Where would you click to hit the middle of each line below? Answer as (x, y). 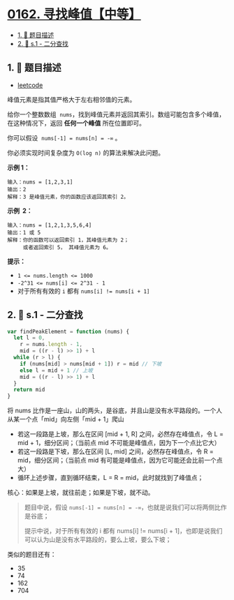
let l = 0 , (29, 338)
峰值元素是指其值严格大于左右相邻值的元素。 (72, 99)
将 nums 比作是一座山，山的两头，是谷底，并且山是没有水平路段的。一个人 (115, 411)
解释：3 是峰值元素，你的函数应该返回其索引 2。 (68, 197)
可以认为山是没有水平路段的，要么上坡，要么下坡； (98, 540)
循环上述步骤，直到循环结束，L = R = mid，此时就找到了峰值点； (110, 478)
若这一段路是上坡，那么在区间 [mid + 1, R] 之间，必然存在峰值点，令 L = (120, 434)
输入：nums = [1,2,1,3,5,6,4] (50, 225)
